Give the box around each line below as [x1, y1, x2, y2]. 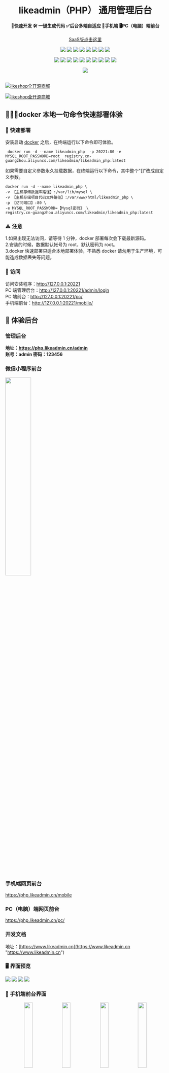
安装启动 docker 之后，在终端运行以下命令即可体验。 [5, 139, 116, 145]
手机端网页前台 [5, 880, 42, 887]
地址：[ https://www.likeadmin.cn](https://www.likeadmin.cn [5, 943, 130, 949]
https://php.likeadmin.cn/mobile [5, 891, 72, 898]
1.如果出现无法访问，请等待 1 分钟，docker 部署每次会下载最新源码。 [5, 235, 149, 241]
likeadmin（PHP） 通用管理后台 [18, 5, 152, 16]
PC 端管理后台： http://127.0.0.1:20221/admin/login [5, 287, 110, 293]
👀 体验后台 [5, 316, 38, 325]
